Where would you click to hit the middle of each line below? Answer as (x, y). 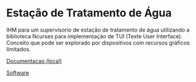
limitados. (19, 49)
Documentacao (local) (34, 61)
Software (18, 72)
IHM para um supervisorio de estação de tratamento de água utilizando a (98, 30)
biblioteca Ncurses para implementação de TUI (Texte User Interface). (94, 36)
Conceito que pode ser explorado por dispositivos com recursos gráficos (98, 43)
